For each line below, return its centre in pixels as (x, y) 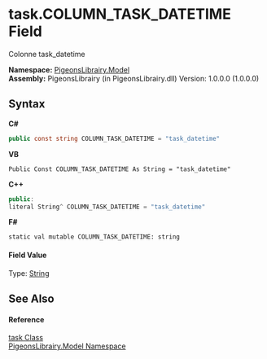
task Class (26, 338)
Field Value (28, 255)
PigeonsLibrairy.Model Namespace (67, 346)
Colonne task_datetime (47, 54)
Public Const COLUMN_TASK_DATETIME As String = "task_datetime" (120, 169)
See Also (31, 298)
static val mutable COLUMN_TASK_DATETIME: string (94, 237)
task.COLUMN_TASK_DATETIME (120, 14)
